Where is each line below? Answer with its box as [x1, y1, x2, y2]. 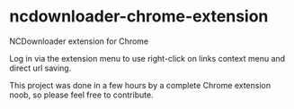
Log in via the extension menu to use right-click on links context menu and [9, 53, 286, 63]
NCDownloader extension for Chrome [9, 36, 149, 46]
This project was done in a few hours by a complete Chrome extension [9, 80, 272, 90]
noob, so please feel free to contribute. [9, 89, 155, 100]
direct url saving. [9, 63, 72, 73]
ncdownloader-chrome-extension [9, 6, 269, 27]
